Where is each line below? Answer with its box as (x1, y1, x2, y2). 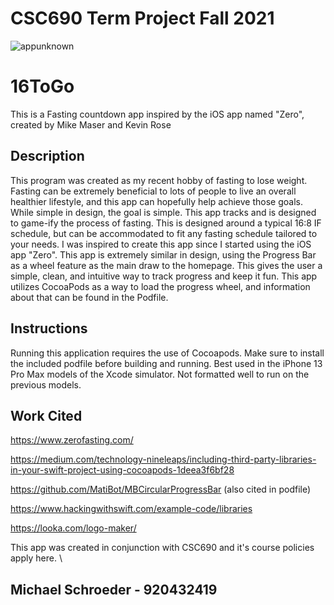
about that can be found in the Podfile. (10, 291, 169, 303)
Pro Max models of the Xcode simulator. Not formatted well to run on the (10, 368, 310, 380)
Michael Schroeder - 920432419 (10, 581, 218, 598)
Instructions (10, 320, 88, 337)
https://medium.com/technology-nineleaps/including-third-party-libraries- (10, 453, 317, 466)
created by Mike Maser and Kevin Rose (10, 118, 172, 131)
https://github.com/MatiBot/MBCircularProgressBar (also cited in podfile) (10, 483, 312, 496)
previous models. (10, 378, 82, 391)
